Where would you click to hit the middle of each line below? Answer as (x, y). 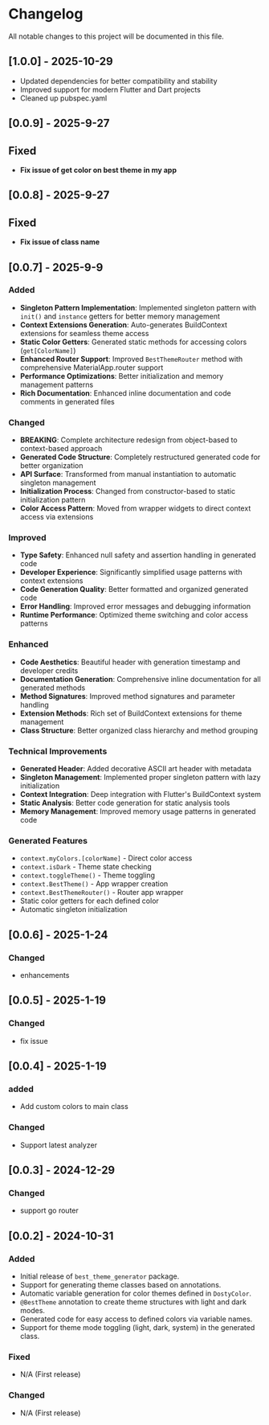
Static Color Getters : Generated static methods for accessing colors (133, 342)
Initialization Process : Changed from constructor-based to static (127, 491)
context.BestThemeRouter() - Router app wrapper (102, 893)
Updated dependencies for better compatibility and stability (119, 80)
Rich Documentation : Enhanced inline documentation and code (125, 393)
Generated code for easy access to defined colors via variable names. (136, 1319)
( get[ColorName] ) (48, 350)
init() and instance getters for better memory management (120, 316)
